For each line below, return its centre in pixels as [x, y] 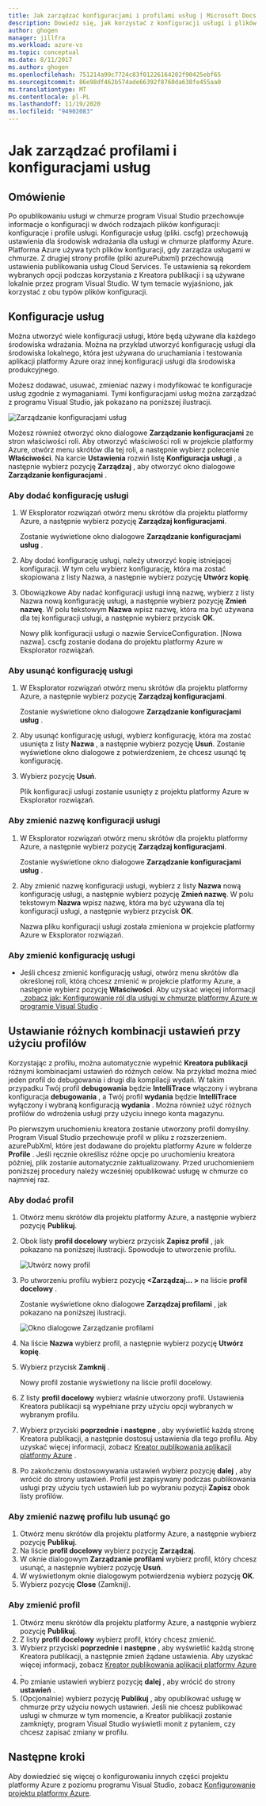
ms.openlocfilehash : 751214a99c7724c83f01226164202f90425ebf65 [115, 75]
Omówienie [37, 196]
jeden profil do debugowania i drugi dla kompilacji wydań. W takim [116, 1080]
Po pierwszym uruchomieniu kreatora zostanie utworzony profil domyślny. [129, 1129]
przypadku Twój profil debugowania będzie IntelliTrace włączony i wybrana [133, 1088]
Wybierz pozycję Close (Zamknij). [75, 1585]
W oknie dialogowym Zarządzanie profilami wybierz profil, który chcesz [138, 1559]
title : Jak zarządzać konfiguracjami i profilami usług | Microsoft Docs [133, 15]
